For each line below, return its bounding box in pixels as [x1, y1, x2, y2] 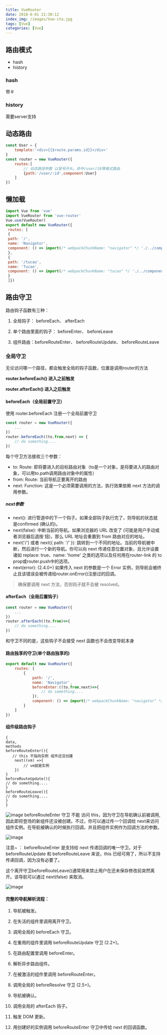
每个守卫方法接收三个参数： [5, 453, 62, 459]
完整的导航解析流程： [5, 895, 49, 902]
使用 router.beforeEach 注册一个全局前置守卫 [5, 411, 97, 417]
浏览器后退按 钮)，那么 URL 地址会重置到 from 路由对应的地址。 [17, 533, 148, 539]
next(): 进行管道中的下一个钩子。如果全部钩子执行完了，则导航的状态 [12, 514, 154, 521]
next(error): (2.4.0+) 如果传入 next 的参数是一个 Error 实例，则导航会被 [12, 564, 158, 571]
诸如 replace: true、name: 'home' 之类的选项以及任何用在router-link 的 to [12, 552, 162, 558]
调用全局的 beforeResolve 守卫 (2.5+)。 [12, 982, 94, 988]
